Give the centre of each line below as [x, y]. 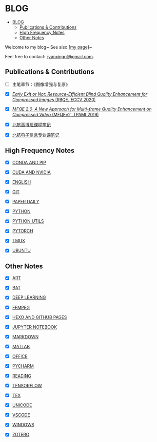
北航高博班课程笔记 [31, 125]
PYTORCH [22, 231]
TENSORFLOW [27, 386]
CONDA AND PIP [29, 162]
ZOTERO [21, 435]
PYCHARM [23, 366]
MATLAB [21, 346]
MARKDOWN [25, 337]
